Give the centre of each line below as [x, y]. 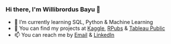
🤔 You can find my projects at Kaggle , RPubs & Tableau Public [89, 28]
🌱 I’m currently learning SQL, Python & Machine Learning [83, 22]
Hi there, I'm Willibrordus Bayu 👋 [53, 9]
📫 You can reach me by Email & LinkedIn [64, 35]
